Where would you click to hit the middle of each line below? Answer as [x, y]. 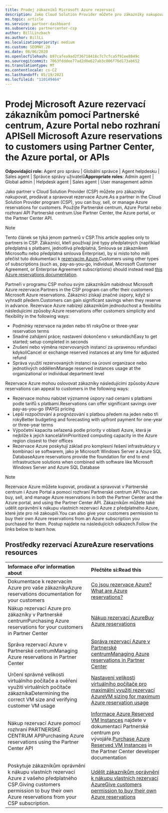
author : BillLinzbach [28, 33]
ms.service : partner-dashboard [38, 24]
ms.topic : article [24, 19]
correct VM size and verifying [42, 699]
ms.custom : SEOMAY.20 [28, 47]
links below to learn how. [31, 529]
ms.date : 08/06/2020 [27, 51]
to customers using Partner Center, [80, 147]
